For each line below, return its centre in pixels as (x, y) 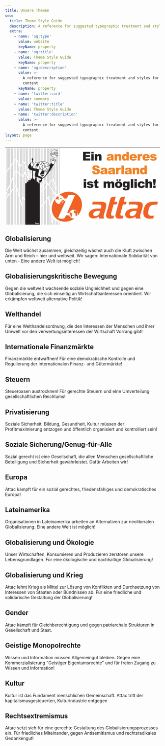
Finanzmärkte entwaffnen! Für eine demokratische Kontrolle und (70, 359)
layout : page (18, 135)
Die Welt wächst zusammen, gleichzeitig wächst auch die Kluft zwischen (79, 250)
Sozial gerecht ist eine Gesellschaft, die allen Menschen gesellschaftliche (79, 457)
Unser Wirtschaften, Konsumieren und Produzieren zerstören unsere (74, 554)
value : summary (34, 99)
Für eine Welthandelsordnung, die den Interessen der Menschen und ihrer (80, 326)
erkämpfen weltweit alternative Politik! (44, 299)
